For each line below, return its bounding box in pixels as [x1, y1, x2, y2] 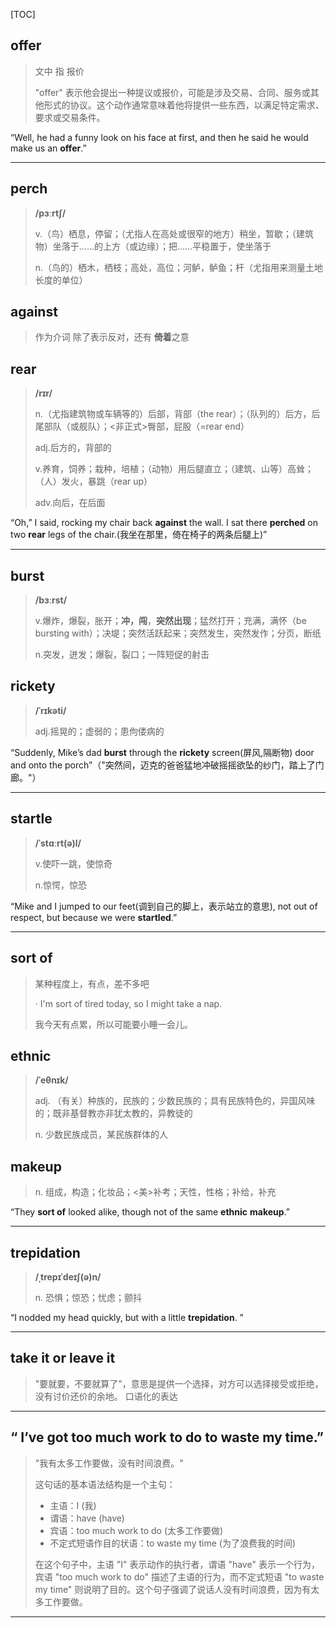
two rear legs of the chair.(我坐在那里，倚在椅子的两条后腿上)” [10, 529, 268, 541]
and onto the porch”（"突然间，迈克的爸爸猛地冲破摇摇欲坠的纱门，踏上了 [10, 759, 316, 771]
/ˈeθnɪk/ [34, 1074, 69, 1086]
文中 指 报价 [34, 65, 85, 77]
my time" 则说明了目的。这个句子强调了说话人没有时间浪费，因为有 [34, 1583, 312, 1595]
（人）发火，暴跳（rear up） [34, 475, 153, 488]
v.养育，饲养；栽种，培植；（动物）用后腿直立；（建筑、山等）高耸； [34, 463, 315, 475]
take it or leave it [10, 1350, 116, 1367]
